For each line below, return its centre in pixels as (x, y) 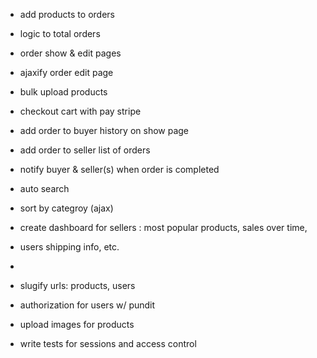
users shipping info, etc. (69, 247)
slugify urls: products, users (77, 285)
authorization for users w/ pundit (87, 305)
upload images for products (77, 324)
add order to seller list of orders (85, 150)
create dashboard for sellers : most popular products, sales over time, (163, 227)
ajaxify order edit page (66, 72)
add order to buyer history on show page (104, 130)
